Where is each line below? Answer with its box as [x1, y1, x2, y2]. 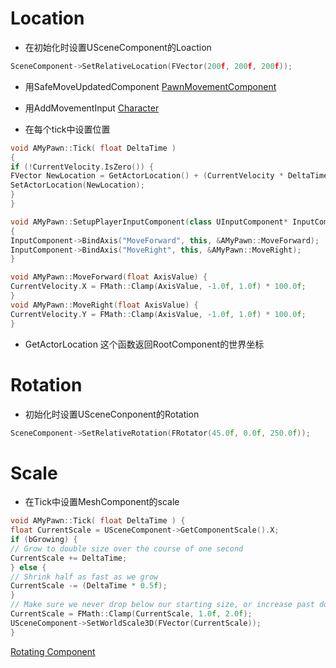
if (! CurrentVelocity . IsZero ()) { [10, 162, 155, 172]
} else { [10, 562, 47, 572]
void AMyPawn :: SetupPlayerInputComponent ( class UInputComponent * [10, 217, 288, 227]
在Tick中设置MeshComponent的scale [24, 496, 180, 508]
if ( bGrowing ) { [10, 535, 78, 545]
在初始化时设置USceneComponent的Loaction [24, 41, 212, 53]
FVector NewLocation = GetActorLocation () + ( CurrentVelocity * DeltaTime [10, 171, 329, 181]
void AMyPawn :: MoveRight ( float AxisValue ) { [10, 300, 199, 310]
